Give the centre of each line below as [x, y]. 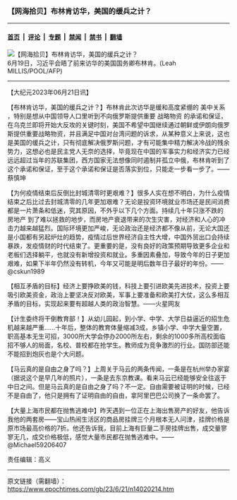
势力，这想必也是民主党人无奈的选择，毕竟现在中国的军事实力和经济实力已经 [119, 151]
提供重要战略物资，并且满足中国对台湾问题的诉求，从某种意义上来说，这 [118, 133]
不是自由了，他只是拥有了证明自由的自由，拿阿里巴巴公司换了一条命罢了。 [115, 395]
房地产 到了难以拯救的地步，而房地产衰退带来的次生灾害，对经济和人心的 [113, 219]
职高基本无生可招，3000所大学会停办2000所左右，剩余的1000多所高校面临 [116, 336]
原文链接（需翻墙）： [37, 481]
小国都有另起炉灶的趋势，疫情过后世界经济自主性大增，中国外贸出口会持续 [121, 237]
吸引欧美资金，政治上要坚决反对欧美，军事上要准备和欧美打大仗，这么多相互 [119, 294]
